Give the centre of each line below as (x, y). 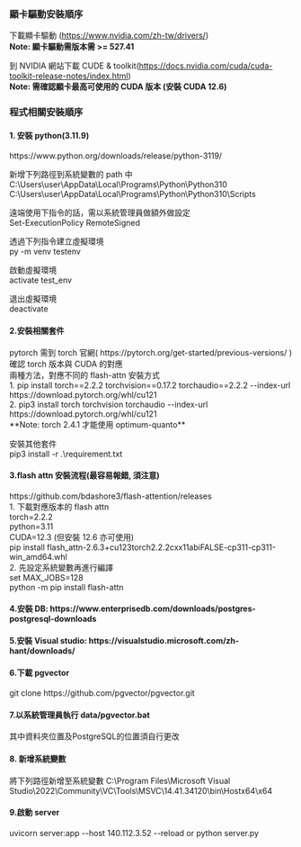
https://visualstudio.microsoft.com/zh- (164, 641)
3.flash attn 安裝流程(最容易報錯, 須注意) (84, 475)
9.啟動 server (35, 813)
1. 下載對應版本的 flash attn (59, 507)
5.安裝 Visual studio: (48, 641)
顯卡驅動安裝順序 (46, 14)
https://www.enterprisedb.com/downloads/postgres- (153, 608)
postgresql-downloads (53, 619)
